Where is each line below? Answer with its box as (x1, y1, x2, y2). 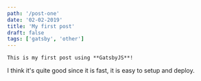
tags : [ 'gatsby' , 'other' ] (7, 36, 84, 43)
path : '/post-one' (7, 10, 60, 17)
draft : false (7, 29, 45, 36)
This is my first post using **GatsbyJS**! (7, 54, 134, 62)
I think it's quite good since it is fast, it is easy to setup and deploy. (7, 67, 195, 75)
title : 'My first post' (7, 23, 75, 30)
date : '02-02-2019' (7, 16, 63, 23)
